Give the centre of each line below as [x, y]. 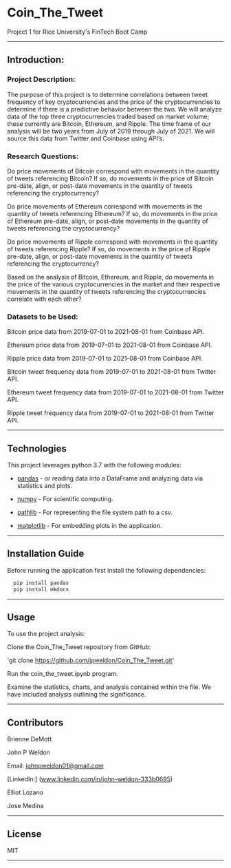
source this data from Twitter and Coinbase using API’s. [86, 138]
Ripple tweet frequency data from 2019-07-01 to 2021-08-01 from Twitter [111, 413]
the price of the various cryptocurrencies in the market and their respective [114, 284]
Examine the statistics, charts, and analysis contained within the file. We [109, 687]
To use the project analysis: [46, 634]
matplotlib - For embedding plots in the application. [90, 526]
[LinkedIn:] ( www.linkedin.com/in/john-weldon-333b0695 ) [90, 779]
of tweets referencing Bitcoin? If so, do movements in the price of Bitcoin [111, 178]
